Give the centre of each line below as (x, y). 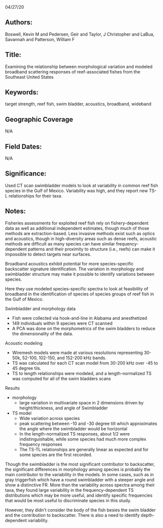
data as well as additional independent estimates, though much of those (77, 228)
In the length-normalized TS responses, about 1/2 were (74, 434)
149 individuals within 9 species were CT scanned (62, 323)
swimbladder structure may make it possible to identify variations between (80, 274)
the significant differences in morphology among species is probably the (78, 469)
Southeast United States (29, 77)
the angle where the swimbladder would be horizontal (73, 429)
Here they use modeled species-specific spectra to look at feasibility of (77, 288)
